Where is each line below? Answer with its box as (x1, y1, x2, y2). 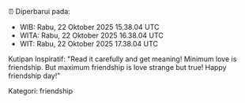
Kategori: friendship (8, 86, 73, 95)
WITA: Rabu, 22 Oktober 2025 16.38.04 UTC (19, 31, 164, 40)
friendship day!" (8, 71, 61, 80)
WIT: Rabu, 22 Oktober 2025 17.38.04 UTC (19, 39, 159, 48)
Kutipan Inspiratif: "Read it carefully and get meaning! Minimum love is (8, 54, 237, 64)
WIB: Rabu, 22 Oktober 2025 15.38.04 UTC (19, 23, 160, 31)
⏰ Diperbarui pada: (8, 7, 71, 16)
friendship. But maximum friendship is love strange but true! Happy (8, 63, 227, 72)
